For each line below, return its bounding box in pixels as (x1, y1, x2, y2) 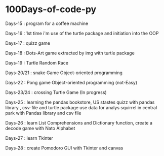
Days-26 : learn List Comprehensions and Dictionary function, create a (5, 119, 153, 126)
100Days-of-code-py (5, 4, 97, 15)
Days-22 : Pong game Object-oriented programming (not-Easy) (5, 79, 138, 85)
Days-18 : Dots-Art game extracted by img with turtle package (5, 50, 135, 56)
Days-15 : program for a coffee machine (5, 20, 89, 26)
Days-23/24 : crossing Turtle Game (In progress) (5, 89, 107, 95)
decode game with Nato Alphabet (5, 125, 75, 131)
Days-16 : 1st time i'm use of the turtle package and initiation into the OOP (5, 30, 159, 36)
